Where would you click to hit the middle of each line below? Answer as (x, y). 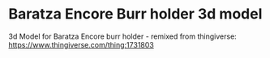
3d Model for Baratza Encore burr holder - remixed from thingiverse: (122, 36)
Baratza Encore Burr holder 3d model (135, 14)
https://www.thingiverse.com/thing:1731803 (81, 44)
